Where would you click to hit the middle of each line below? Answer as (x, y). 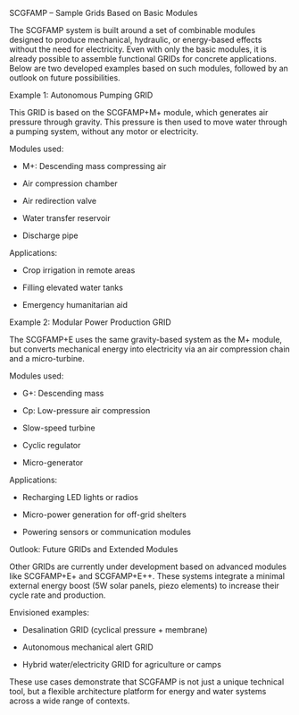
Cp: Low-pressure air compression (86, 410)
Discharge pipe (50, 235)
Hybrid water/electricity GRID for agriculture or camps (121, 664)
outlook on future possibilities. (65, 78)
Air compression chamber (70, 183)
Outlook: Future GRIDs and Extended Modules (94, 549)
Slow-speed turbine (58, 428)
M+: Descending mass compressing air (94, 166)
